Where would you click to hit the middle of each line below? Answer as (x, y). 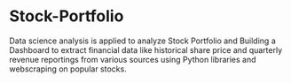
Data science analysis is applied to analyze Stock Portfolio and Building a (143, 41)
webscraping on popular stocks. (68, 69)
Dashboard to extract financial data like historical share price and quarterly (146, 49)
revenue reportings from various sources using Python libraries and (133, 59)
